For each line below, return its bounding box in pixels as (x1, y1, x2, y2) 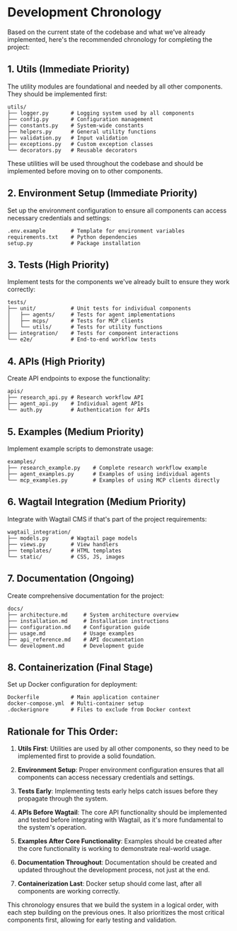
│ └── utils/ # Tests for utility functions (7, 324, 163, 331)
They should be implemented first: (7, 89, 108, 98)
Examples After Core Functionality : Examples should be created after (17, 837, 223, 845)
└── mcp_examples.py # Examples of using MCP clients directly (7, 477, 220, 484)
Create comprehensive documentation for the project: (7, 591, 165, 599)
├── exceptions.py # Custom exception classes (7, 140, 154, 147)
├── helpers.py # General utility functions (7, 128, 157, 135)
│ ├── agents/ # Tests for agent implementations (7, 311, 175, 319)
